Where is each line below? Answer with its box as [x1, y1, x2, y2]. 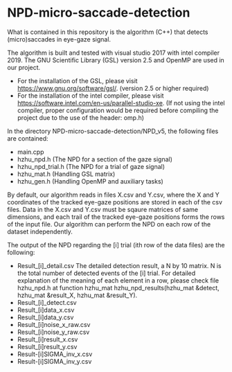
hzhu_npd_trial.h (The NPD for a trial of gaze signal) [17, 162, 165, 170]
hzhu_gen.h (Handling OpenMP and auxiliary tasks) [17, 177, 164, 185]
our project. [7, 63, 41, 71]
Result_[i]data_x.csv [17, 305, 75, 314]
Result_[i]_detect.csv [17, 298, 78, 306]
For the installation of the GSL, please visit [17, 76, 138, 85]
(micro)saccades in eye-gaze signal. [7, 35, 111, 43]
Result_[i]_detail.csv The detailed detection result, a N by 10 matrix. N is [17, 261, 222, 269]
